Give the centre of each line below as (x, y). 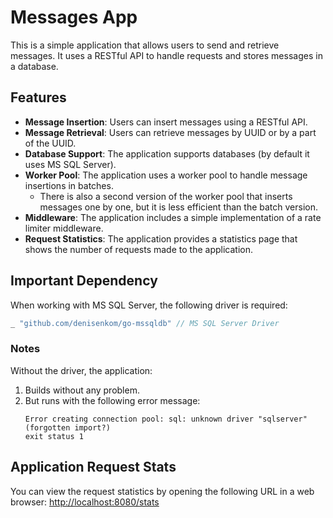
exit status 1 (54, 436)
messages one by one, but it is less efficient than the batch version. (178, 207)
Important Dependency (84, 281)
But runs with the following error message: (112, 400)
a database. (34, 66)
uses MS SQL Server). (70, 164)
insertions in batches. (69, 185)
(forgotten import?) (67, 427)
